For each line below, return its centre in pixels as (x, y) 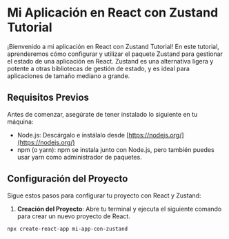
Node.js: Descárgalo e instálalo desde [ (73, 135)
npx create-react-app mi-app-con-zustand (68, 229)
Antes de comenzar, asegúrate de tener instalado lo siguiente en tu (102, 114)
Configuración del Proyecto (68, 179)
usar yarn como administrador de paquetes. (80, 157)
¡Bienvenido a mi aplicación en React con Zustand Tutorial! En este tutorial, (113, 46)
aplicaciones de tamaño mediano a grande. (69, 76)
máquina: (20, 122)
